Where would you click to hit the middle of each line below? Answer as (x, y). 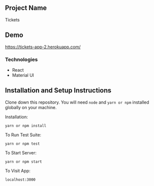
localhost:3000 (20, 180)
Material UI (23, 75)
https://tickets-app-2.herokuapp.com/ (43, 47)
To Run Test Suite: (23, 135)
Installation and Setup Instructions (58, 90)
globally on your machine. (31, 107)
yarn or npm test (23, 144)
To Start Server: (21, 152)
